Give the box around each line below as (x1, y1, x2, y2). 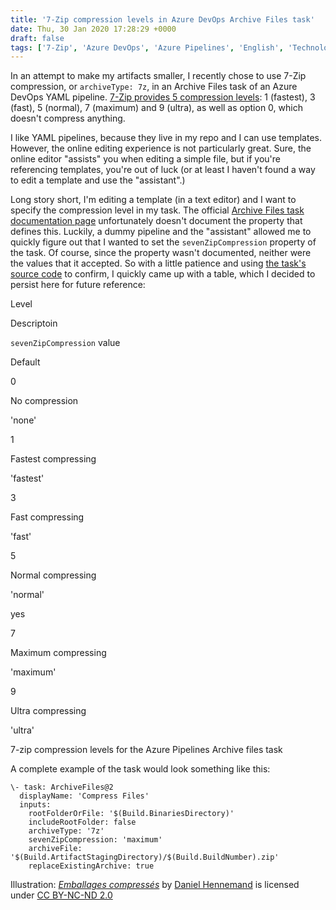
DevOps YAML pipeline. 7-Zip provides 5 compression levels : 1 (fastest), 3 (10, 91, 316, 103)
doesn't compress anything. (10, 112, 126, 125)
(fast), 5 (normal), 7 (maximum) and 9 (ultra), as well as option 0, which (10, 102, 303, 114)
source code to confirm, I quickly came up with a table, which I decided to (10, 268, 316, 280)
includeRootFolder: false (28, 817, 137, 828)
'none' (10, 414, 37, 426)
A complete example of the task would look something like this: (10, 763, 271, 775)
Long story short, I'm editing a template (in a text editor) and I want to (10, 194, 297, 206)
